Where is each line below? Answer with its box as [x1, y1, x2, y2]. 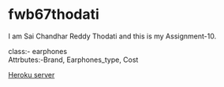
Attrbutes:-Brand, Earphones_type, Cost [8, 55, 139, 64]
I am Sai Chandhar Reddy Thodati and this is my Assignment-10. [8, 31, 217, 41]
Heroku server [8, 70, 55, 79]
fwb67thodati [8, 5, 100, 24]
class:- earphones [8, 46, 68, 56]
